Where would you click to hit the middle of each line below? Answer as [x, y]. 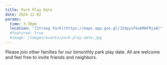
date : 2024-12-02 [23, 14]
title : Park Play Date [29, 10]
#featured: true [27, 33]
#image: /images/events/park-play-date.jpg [56, 38]
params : [13, 19]
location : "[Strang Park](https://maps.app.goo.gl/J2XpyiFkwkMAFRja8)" [86, 28]
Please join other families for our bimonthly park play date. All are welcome [83, 52]
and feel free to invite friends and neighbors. [51, 57]
